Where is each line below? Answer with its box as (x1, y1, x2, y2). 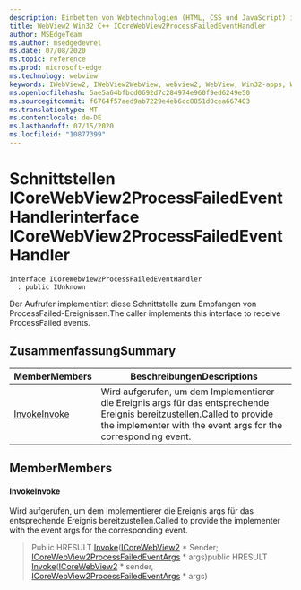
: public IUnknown (17, 282, 87, 292)
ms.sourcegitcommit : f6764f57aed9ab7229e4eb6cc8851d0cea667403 (9, 96, 251, 106)
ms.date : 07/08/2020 (9, 47, 87, 56)
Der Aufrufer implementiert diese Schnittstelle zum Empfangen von (9, 298, 257, 309)
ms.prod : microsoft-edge (9, 64, 102, 73)
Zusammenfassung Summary (9, 343, 176, 359)
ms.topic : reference (9, 55, 87, 64)
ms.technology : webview (9, 72, 99, 81)
